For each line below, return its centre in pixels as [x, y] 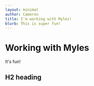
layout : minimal [22, 10]
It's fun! [13, 62]
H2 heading [23, 77]
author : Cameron [22, 14]
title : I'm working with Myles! [38, 19]
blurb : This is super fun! [33, 23]
